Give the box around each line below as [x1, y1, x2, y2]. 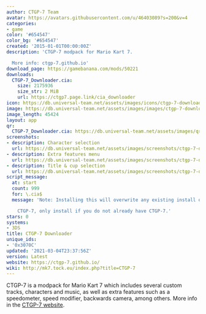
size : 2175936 [17, 83, 53, 89]
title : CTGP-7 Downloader [6, 231, 72, 237]
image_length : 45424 [6, 111, 59, 117]
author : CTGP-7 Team [6, 9, 59, 15]
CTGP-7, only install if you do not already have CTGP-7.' [17, 208, 172, 214]
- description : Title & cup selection [6, 163, 105, 169]
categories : [6, 20, 37, 26]
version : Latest [6, 253, 48, 259]
